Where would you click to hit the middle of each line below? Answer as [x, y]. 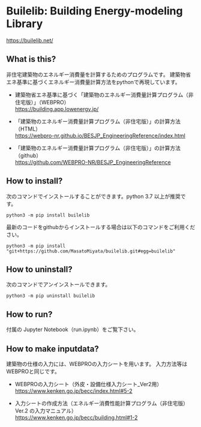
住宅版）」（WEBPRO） [42, 102]
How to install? [34, 181]
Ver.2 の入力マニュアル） [46, 411]
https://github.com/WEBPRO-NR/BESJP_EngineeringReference [93, 162]
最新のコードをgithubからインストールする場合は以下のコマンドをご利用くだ [101, 227]
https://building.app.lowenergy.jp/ [57, 109]
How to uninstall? [40, 269]
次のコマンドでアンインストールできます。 [58, 285]
